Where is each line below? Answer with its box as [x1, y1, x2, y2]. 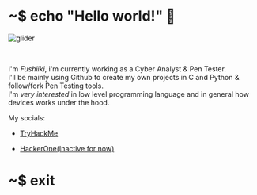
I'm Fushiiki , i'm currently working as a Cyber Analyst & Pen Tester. [8, 63, 227, 74]
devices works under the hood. [8, 97, 110, 107]
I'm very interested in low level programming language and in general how [8, 89, 249, 98]
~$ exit [8, 172, 55, 189]
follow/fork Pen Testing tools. [8, 81, 104, 90]
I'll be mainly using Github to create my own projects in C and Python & [8, 72, 240, 82]
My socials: [8, 113, 46, 122]
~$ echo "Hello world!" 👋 [8, 7, 176, 25]
